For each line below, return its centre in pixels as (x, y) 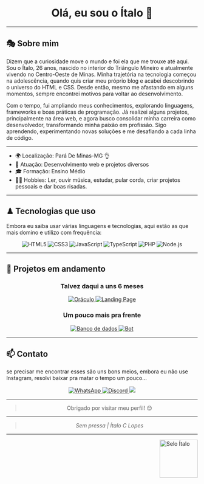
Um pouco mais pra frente (102, 315)
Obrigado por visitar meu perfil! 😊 (110, 408)
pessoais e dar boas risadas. (51, 186)
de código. (20, 137)
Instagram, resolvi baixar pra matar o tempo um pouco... (77, 378)
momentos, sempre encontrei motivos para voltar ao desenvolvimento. (95, 94)
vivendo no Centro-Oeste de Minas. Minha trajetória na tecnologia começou (101, 74)
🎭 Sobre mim (33, 43)
